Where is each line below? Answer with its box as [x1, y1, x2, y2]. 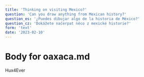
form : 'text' [5, 26, 32, 30]
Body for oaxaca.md [5, 51, 90, 62]
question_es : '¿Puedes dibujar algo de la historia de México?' [5, 16, 140, 21]
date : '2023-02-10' [5, 30, 45, 35]
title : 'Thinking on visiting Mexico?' [5, 7, 87, 12]
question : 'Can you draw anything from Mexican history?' [5, 12, 127, 17]
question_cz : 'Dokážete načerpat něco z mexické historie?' [5, 21, 132, 26]
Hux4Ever [5, 67, 26, 73]
